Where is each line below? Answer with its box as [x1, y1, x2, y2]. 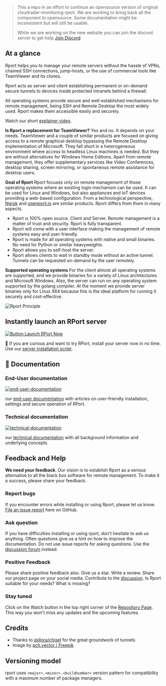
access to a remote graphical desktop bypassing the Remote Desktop [5, 138, 147, 144]
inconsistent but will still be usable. [17, 20, 89, 26]
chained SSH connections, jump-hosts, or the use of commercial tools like [5, 68, 157, 74]
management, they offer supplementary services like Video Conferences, [5, 159, 155, 165]
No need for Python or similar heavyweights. [12, 241, 104, 247]
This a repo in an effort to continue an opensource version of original [17, 4, 158, 10]
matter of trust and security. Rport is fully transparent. [12, 221, 123, 227]
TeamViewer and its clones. [5, 73, 61, 79]
